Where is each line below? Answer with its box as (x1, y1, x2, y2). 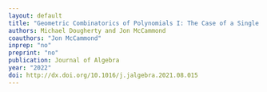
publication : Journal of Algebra (8, 57, 120, 65)
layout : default (8, 11, 62, 20)
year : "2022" (8, 64, 52, 72)
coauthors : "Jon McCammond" (8, 34, 102, 42)
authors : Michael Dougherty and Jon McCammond (8, 26, 166, 34)
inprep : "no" (8, 42, 52, 50)
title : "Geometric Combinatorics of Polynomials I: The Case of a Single (8, 19, 260, 27)
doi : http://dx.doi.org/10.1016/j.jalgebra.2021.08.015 (8, 71, 198, 79)
